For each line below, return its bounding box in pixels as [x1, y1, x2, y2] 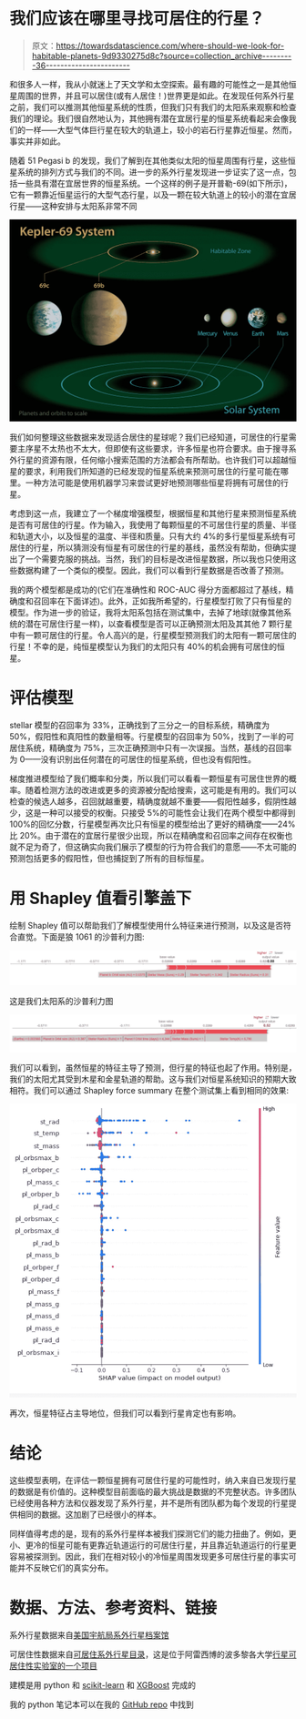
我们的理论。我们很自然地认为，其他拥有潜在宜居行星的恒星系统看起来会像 [9, 113, 289, 124]
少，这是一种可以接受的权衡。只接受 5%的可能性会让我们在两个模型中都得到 [9, 808, 296, 819]
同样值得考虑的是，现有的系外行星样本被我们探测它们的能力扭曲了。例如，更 [9, 1528, 297, 1539]
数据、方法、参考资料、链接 [9, 1597, 218, 1618]
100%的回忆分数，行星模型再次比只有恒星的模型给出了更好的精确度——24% [9, 819, 296, 829]
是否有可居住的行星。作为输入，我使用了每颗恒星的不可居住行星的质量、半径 [9, 520, 297, 531]
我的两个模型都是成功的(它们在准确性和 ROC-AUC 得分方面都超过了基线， [9, 585, 286, 595]
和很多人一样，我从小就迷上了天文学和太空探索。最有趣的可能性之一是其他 [9, 78, 289, 89]
